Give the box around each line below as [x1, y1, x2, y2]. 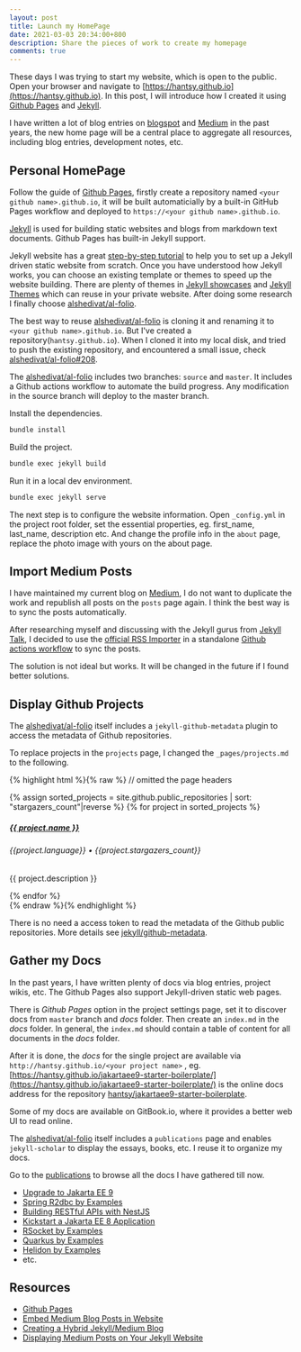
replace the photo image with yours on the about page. [9, 538, 213, 549]
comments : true [9, 47, 66, 56]
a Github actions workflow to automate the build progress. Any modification [9, 380, 289, 392]
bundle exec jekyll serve [9, 493, 106, 502]
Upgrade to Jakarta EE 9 [22, 1186, 114, 1198]
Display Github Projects [9, 696, 144, 712]
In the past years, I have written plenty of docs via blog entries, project [9, 976, 271, 987]
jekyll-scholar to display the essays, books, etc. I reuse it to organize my [9, 1142, 283, 1153]
